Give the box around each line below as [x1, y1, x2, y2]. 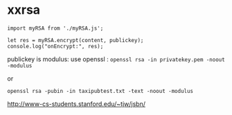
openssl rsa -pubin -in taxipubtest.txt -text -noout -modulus [7, 87, 194, 94]
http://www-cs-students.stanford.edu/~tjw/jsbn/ [7, 99, 145, 108]
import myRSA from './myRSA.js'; [7, 25, 104, 32]
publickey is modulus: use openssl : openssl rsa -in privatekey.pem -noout [7, 54, 225, 63]
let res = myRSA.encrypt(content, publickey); [7, 36, 144, 43]
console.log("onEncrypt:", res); [7, 43, 104, 50]
